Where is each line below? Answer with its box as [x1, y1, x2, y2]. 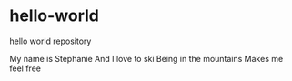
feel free [9, 63, 41, 74]
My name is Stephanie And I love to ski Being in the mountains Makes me [9, 53, 284, 64]
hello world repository [9, 35, 92, 46]
